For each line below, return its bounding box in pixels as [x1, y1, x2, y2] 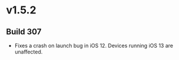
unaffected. [14, 48, 43, 55]
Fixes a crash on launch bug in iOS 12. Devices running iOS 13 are [14, 42, 173, 49]
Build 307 [6, 27, 42, 37]
